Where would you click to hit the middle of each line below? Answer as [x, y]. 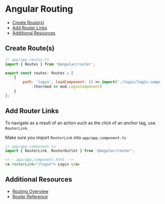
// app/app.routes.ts [27, 60]
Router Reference [30, 196]
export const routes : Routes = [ [39, 73]
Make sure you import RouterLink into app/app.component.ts [66, 137]
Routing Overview [30, 191]
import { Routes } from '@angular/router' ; [50, 64]
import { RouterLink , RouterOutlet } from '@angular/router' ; [70, 151]
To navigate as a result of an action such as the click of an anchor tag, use [80, 123]
